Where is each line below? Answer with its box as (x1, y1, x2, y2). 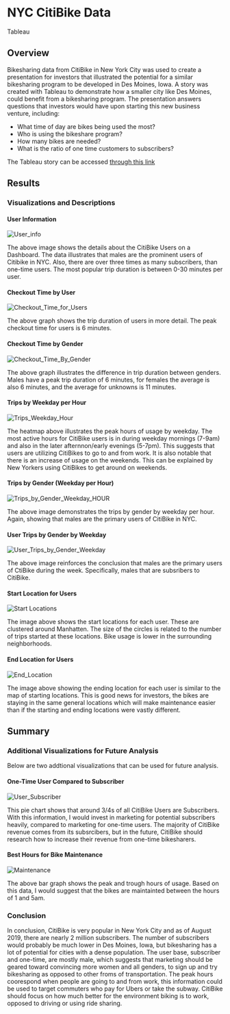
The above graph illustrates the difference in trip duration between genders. (7, 368, 221, 376)
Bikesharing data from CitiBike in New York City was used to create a (7, 65, 202, 73)
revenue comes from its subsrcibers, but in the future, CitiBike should (7, 828, 203, 836)
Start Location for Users (7, 589, 77, 597)
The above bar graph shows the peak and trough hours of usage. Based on (7, 879, 219, 887)
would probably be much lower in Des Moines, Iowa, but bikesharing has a (7, 941, 217, 950)
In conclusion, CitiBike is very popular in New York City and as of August (7, 926, 212, 935)
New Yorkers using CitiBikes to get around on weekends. (7, 463, 168, 471)
